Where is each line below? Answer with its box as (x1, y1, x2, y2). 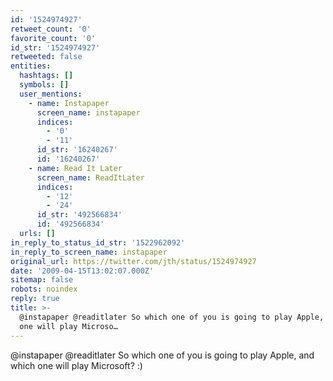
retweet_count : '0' (10, 24, 92, 34)
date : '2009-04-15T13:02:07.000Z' (10, 266, 155, 276)
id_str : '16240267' (36, 145, 118, 155)
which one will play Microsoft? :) (10, 359, 143, 371)
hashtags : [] (19, 71, 74, 81)
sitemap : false (10, 275, 74, 285)
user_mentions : (19, 89, 83, 99)
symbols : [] (19, 80, 70, 90)
